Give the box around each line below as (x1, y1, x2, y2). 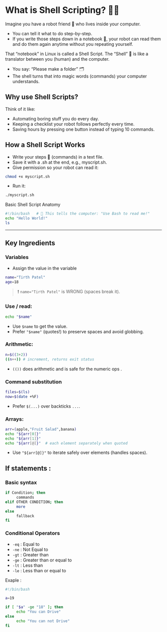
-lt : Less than (12, 562, 43, 568)
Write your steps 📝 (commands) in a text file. (12, 154, 104, 160)
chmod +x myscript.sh (5, 174, 50, 179)
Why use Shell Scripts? (5, 93, 79, 101)
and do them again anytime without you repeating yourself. (12, 41, 133, 47)
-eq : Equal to (12, 541, 40, 547)
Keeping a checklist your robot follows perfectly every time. (12, 121, 135, 127)
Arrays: (5, 415, 24, 422)
